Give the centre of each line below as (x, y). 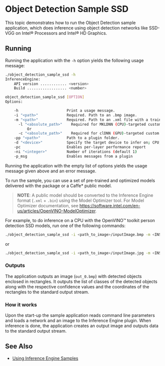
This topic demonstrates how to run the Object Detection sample (70, 23)
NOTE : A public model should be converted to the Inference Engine (85, 195)
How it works (21, 305)
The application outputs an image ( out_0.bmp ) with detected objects (73, 276)
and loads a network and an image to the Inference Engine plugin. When (78, 320)
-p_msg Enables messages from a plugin (73, 156)
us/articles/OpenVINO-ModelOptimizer (56, 211)
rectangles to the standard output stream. (47, 292)
